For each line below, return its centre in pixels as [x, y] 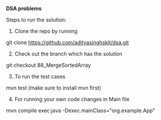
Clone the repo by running [46, 31]
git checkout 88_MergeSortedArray [49, 65]
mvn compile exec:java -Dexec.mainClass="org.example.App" [81, 110]
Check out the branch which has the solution [68, 54]
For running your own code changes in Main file [72, 99]
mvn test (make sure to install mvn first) [54, 88]
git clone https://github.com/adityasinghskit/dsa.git [68, 42]
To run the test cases [40, 76]
